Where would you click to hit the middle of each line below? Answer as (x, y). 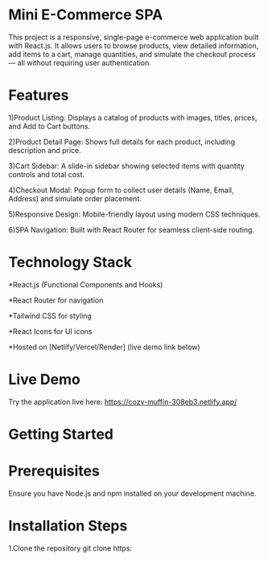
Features (39, 95)
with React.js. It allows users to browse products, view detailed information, (134, 45)
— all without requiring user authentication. (80, 63)
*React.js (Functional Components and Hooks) (86, 284)
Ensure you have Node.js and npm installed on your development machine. (132, 493)
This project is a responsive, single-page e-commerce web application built (134, 37)
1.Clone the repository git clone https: (70, 548)
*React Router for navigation (56, 300)
